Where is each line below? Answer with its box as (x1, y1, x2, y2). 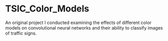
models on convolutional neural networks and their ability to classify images (5, 24, 163, 30)
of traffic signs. (5, 30, 37, 36)
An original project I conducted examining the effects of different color (5, 19, 152, 25)
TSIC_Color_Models (5, 3, 89, 14)
